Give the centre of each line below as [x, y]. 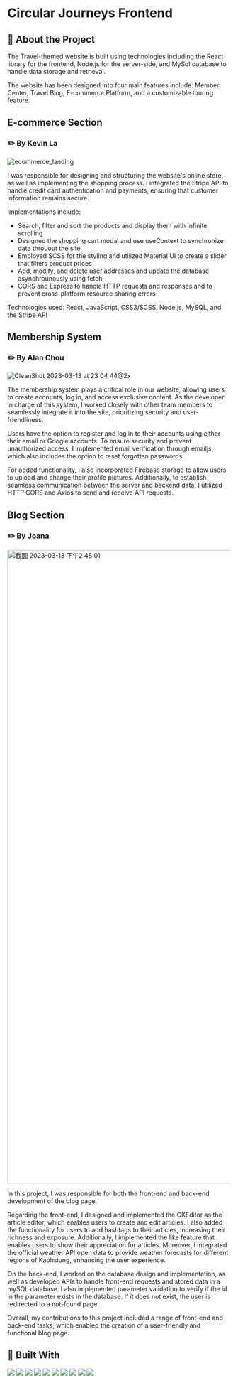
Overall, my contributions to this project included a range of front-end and [115, 1318]
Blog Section [36, 515]
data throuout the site [49, 248]
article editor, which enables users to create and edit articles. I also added [115, 1222]
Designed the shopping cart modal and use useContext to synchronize [121, 240]
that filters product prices [55, 263]
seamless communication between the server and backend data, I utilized [115, 485]
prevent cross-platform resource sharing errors [86, 294]
